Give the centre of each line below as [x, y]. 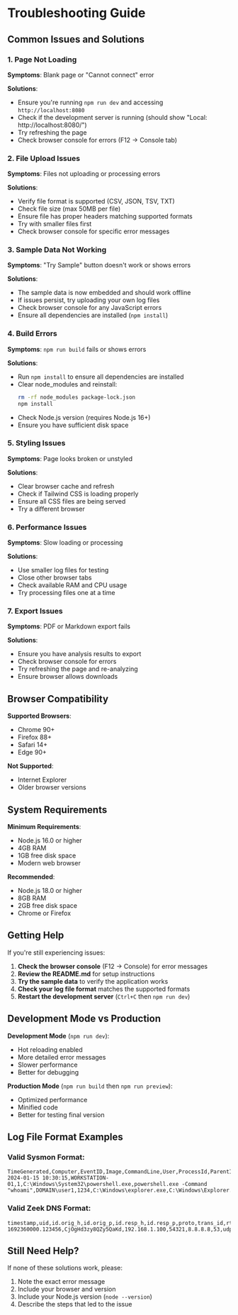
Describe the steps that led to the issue [75, 1304]
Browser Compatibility [58, 699]
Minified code [38, 1107]
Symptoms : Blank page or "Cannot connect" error [81, 74]
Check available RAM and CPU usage [72, 585]
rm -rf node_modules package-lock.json [76, 397]
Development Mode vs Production [84, 1019]
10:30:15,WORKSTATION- [76, 1178]
